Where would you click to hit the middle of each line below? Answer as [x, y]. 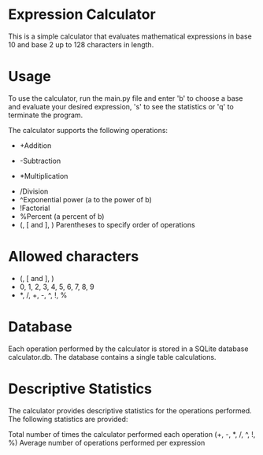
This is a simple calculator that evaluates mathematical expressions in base [130, 36]
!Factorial [35, 208]
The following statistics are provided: [68, 419]
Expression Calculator [82, 15]
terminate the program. [46, 115]
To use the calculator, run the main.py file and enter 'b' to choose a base [126, 98]
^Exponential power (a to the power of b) [85, 199]
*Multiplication [44, 176]
